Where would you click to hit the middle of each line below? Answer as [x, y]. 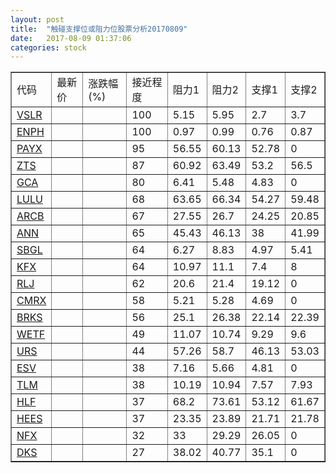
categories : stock [48, 47]
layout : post [37, 19]
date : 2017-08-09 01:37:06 [71, 38]
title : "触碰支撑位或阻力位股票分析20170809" [99, 29]
